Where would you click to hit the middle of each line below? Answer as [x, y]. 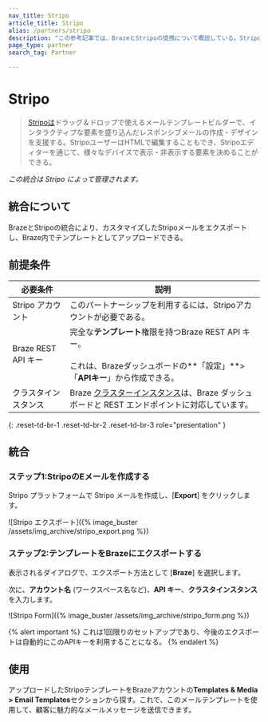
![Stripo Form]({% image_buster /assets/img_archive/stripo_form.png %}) [129, 615]
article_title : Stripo [46, 23]
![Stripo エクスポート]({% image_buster [73, 523]
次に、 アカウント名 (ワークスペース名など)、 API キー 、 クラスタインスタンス [133, 589]
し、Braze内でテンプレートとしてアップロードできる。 [98, 237]
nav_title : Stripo [39, 16]
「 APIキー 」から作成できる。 [124, 377]
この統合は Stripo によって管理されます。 [75, 179]
